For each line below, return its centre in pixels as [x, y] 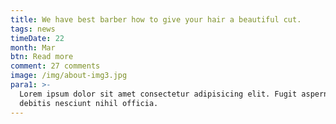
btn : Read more [42, 57]
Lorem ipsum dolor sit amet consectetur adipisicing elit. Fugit [158, 94]
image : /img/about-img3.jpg [69, 76]
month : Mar [33, 47]
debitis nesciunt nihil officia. [89, 103]
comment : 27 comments [55, 66]
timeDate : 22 [37, 38]
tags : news [33, 29]
